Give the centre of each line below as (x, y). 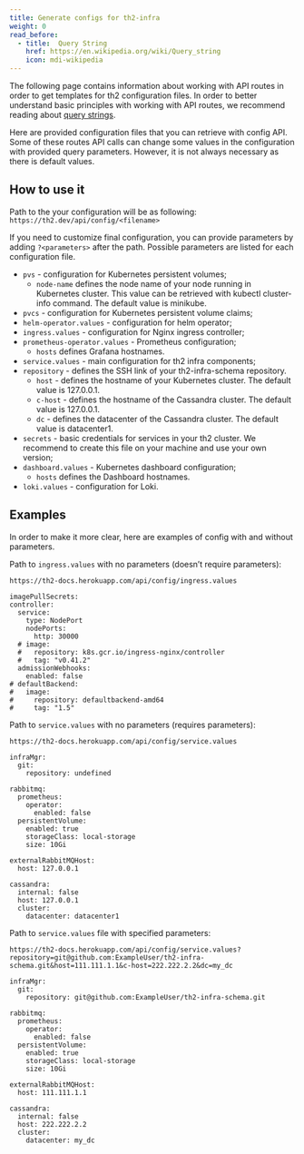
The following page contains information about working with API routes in (147, 86)
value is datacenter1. (74, 429)
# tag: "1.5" (42, 708)
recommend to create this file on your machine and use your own (145, 448)
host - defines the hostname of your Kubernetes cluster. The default (163, 380)
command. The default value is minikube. (130, 303)
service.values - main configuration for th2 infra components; (139, 360)
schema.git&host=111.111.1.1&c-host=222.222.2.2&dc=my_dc (121, 965)
